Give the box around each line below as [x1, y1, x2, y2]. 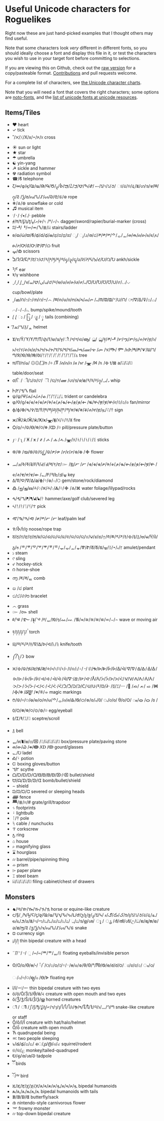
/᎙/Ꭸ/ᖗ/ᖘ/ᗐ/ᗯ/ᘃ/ [124, 346, 156, 352]
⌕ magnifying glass [12, 843, 50, 849]
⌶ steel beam [12, 873, 39, 879]
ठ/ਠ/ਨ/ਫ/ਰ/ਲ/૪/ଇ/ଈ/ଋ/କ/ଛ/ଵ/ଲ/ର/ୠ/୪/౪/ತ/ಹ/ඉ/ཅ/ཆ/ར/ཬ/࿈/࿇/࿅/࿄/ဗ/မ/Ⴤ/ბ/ [12, 533, 158, 539]
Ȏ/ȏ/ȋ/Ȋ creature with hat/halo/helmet [12, 1019, 86, 1025]
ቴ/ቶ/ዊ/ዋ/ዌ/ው [12, 472, 39, 477]
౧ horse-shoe [12, 566, 40, 572]
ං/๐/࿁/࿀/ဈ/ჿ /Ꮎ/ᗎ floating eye [12, 974, 74, 981]
